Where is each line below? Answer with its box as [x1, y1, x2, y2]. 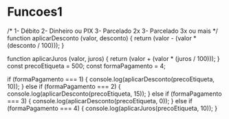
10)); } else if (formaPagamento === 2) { [7, 82, 122, 90]
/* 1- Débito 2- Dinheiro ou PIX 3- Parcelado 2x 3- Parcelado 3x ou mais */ [7, 27, 218, 35]
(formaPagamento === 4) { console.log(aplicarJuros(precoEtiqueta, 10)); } [7, 104, 218, 112]
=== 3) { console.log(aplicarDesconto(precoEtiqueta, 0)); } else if [7, 96, 193, 105]
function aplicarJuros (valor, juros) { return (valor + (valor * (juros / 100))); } [7, 54, 220, 62]
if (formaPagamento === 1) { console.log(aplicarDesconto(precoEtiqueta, [7, 75, 215, 83]
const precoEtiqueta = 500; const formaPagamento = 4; [7, 62, 166, 70]
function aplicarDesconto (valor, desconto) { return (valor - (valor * [7, 34, 197, 42]
